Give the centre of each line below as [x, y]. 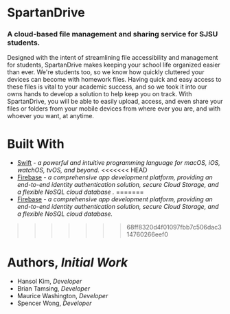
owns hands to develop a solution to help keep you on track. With [100, 94]
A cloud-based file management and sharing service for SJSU [113, 34]
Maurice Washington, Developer [62, 296]
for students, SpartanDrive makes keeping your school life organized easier [114, 65]
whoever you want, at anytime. [51, 116]
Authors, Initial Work [68, 262]
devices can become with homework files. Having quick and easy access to [114, 80]
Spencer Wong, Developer [54, 303]
